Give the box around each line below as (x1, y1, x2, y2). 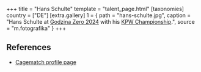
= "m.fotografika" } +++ (6, 24, 67, 32)
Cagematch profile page (15, 58, 76, 66)
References (6, 42, 51, 52)
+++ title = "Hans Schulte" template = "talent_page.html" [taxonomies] (6, 5, 185, 12)
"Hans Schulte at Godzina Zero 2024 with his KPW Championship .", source (6, 18, 196, 25)
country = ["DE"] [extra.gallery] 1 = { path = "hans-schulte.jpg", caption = (6, 12, 191, 19)
